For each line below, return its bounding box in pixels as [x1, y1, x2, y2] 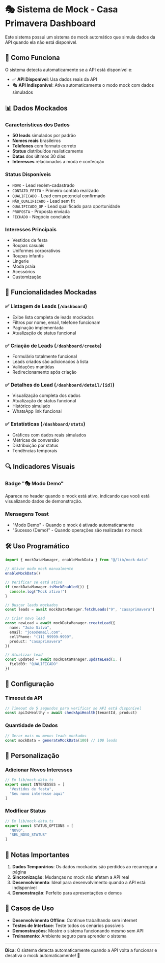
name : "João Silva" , [9, 625, 52, 630]
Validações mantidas [12, 364, 55, 370]
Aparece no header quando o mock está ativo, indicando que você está [5, 493, 150, 499]
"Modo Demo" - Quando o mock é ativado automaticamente [12, 522, 134, 528]
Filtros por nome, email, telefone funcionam [12, 319, 101, 325]
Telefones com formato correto [12, 143, 77, 149]
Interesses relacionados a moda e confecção [12, 159, 105, 165]
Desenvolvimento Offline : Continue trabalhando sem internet [12, 917, 137, 923]
